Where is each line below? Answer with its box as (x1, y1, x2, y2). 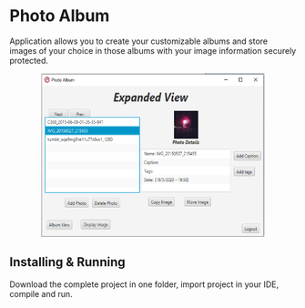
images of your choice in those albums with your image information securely (9, 45, 297, 56)
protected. (9, 55, 48, 66)
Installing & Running (9, 254, 126, 270)
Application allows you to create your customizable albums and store (9, 36, 269, 46)
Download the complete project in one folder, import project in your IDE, (9, 279, 280, 290)
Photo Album (9, 5, 110, 26)
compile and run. (9, 288, 73, 299)
